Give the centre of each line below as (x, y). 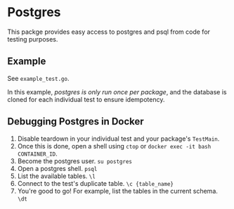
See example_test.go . (38, 78)
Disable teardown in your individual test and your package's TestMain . (118, 139)
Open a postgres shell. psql (57, 168)
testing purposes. (33, 39)
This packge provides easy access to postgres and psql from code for (109, 32)
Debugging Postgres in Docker (76, 121)
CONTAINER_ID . (37, 153)
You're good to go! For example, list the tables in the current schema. (117, 191)
